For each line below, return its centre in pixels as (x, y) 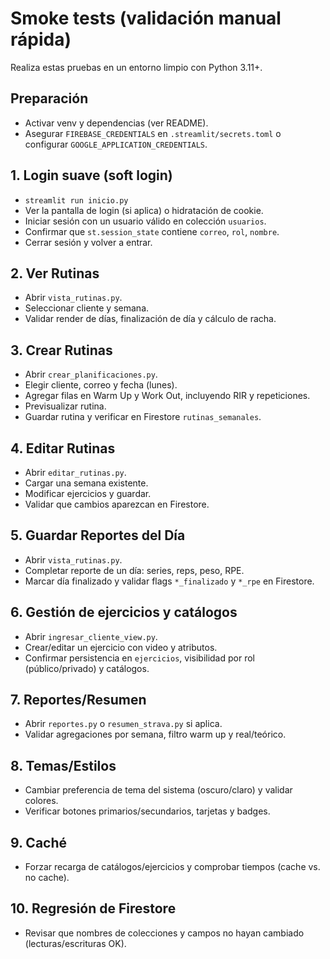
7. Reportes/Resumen (78, 700)
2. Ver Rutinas (55, 273)
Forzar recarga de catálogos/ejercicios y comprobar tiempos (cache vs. (172, 867)
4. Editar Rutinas (63, 448)
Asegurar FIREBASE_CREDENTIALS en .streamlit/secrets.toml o (153, 133)
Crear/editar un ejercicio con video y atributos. (121, 647)
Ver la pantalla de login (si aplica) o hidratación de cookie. (144, 210)
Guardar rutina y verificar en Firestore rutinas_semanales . (143, 417)
